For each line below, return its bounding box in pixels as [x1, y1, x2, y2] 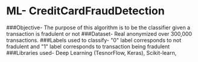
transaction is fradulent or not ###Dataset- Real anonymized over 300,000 [6, 30, 192, 37]
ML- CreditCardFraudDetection [6, 4, 165, 18]
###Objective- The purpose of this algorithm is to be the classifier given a [6, 24, 191, 31]
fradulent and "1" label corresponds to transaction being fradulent [6, 43, 170, 50]
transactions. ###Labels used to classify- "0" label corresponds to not [6, 36, 182, 44]
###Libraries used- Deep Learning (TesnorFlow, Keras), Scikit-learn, [6, 49, 177, 56]
